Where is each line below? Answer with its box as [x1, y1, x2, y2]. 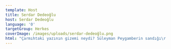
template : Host [5, 7, 38, 13]
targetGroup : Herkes [5, 27, 50, 32]
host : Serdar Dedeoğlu [5, 17, 54, 22]
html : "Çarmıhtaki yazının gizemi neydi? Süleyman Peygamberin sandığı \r [5, 36, 166, 41]
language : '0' [5, 21, 36, 27]
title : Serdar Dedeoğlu [5, 12, 56, 17]
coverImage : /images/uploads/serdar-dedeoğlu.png [5, 31, 114, 36]
